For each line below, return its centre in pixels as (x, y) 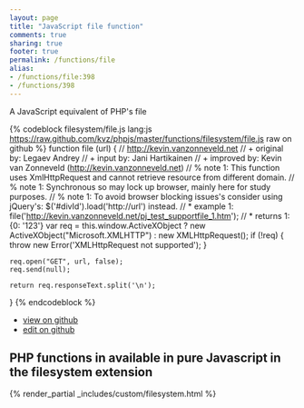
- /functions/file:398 (52, 77)
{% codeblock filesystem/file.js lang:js (81, 129)
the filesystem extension (81, 372)
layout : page (34, 18)
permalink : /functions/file (63, 60)
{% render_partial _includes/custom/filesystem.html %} (113, 394)
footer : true (34, 52)
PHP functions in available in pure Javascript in (145, 358)
